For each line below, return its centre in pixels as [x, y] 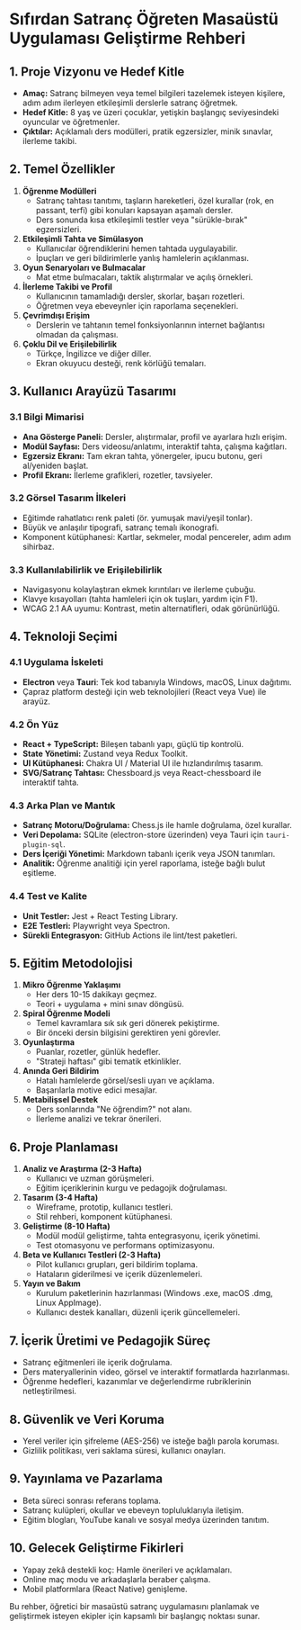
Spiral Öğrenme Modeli [66, 1013]
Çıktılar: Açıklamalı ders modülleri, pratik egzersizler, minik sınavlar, [148, 131]
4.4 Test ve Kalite [49, 896]
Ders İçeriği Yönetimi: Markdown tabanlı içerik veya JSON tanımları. [149, 854]
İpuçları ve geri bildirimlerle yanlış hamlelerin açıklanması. [142, 257]
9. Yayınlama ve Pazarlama [86, 1479]
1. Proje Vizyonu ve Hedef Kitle [97, 72]
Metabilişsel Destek [60, 1100]
